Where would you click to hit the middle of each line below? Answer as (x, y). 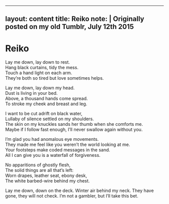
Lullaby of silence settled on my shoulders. (50, 119)
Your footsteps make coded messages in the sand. (58, 150)
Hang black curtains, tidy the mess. (42, 68)
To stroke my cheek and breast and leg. (46, 104)
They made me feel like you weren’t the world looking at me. (68, 145)
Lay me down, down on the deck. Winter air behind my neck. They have (80, 190)
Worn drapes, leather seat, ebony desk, (46, 175)
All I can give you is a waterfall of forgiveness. (53, 155)
